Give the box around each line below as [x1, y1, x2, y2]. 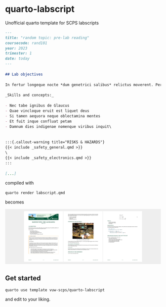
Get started [5, 274, 41, 282]
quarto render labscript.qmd [5, 191, 65, 196]
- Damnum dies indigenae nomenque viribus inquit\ [5, 124, 112, 129]
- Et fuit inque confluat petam [5, 119, 72, 124]
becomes [5, 199, 24, 205]
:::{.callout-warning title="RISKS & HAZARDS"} [5, 140, 105, 145]
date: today [5, 56, 30, 61]
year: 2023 [5, 46, 28, 51]
